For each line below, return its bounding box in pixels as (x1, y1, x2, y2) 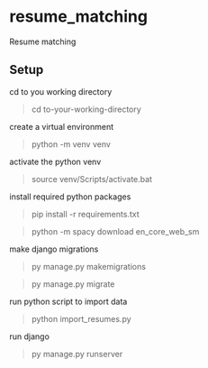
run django (9, 331, 50, 342)
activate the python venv (9, 156, 102, 167)
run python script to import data (9, 296, 128, 307)
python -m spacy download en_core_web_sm (31, 225, 200, 236)
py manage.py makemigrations (31, 261, 147, 271)
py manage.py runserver (31, 348, 123, 359)
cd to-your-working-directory (31, 104, 141, 115)
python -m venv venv (31, 138, 111, 150)
